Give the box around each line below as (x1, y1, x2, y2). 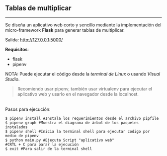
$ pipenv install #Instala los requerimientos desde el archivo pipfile (5, 116, 159, 121)
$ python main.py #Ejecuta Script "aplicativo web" (5, 138, 114, 143)
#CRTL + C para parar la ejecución (5, 142, 79, 147)
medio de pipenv (5, 134, 39, 139)
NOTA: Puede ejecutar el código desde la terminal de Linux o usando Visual (5, 71, 161, 77)
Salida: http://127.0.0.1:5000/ (5, 37, 63, 43)
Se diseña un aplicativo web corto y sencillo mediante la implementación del (5, 22, 162, 28)
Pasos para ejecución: (5, 106, 51, 112)
